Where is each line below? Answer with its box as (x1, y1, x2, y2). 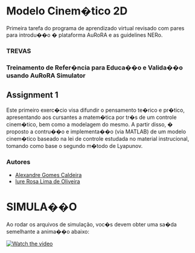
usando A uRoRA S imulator (6, 71, 86, 80)
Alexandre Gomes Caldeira (14, 171, 82, 178)
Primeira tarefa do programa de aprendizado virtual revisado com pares (6, 24, 185, 31)
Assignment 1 (6, 90, 59, 100)
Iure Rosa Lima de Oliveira (14, 178, 80, 185)
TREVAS (6, 46, 31, 55)
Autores (6, 158, 31, 166)
